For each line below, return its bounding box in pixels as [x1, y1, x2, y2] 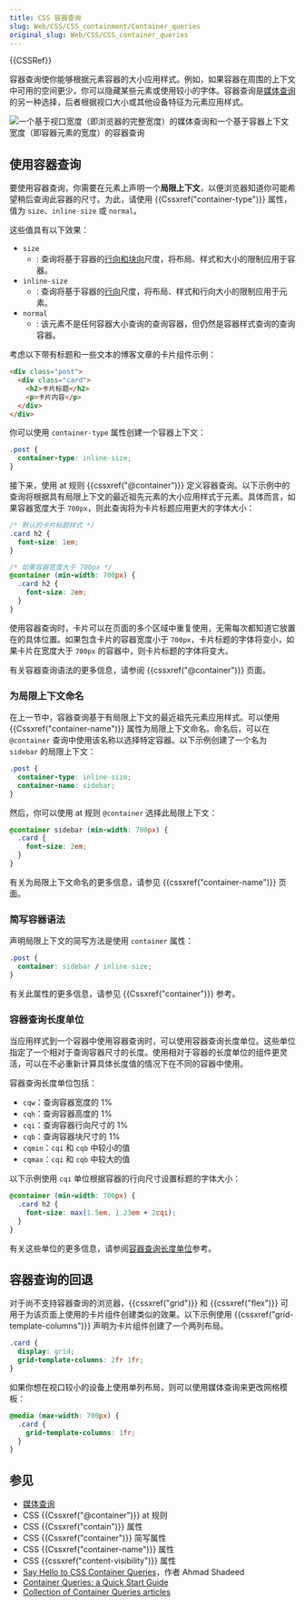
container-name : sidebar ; [17, 781, 116, 790]
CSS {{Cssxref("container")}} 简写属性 [22, 1532, 167, 1543]
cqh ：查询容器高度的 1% [22, 1108, 113, 1119]
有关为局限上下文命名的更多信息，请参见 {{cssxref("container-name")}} [9, 876, 277, 887]
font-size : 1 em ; [17, 538, 79, 547]
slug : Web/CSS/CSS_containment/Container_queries [9, 22, 202, 31]
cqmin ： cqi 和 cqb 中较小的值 [22, 1143, 131, 1154]
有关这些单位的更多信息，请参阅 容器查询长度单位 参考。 [9, 1243, 216, 1254]
